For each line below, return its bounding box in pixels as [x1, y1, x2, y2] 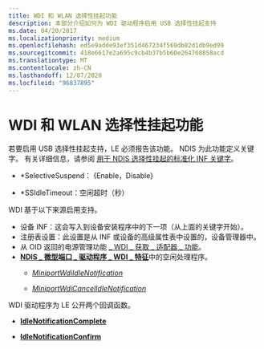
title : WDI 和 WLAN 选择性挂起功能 [8, 11, 118, 20]
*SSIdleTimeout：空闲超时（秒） [19, 188, 129, 197]
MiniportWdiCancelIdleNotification [31, 284, 147, 294]
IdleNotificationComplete [19, 316, 107, 326]
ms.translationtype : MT [8, 57, 88, 65]
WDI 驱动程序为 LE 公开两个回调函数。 [8, 300, 135, 310]
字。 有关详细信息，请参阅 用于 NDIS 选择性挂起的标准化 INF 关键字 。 [8, 154, 238, 164]
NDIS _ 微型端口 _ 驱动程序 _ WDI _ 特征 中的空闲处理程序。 [19, 252, 213, 262]
